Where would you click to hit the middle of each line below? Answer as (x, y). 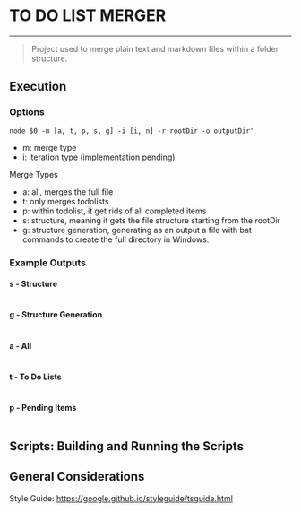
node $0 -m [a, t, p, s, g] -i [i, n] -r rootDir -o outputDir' (132, 131)
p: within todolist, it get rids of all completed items (114, 211)
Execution (38, 87)
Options (27, 112)
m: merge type (49, 147)
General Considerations (77, 477)
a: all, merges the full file (68, 191)
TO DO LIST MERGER (88, 16)
